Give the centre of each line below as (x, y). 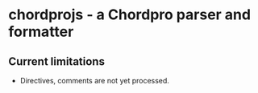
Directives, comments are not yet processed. (94, 81)
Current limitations (56, 61)
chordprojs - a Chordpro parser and (130, 15)
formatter (41, 32)
